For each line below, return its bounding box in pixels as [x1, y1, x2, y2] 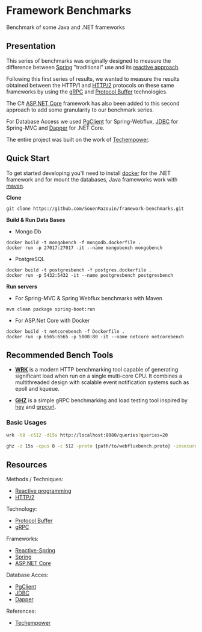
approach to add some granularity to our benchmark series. [6, 106, 155, 113]
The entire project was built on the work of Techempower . [6, 136, 150, 143]
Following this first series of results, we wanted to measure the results [6, 75, 180, 82]
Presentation [6, 41, 56, 51]
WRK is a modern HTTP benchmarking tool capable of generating [14, 366, 179, 373]
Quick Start [6, 153, 50, 163]
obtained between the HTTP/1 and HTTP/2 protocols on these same [6, 81, 174, 89]
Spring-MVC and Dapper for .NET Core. [6, 124, 105, 131]
